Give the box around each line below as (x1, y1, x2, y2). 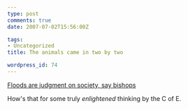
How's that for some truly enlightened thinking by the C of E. (7, 94, 182, 102)
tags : (7, 36, 23, 43)
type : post (7, 10, 39, 18)
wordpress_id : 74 (7, 62, 58, 69)
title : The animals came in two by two (7, 49, 124, 56)
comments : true (7, 17, 52, 24)
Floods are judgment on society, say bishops (7, 81, 136, 89)
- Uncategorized (7, 43, 55, 50)
